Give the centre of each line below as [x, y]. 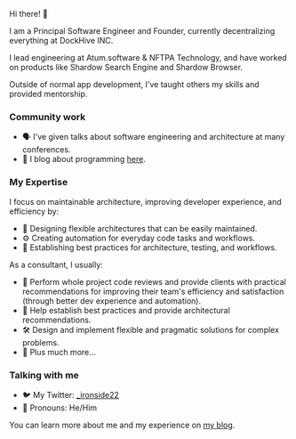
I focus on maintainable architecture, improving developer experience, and [145, 201]
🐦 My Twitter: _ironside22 [71, 394]
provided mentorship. [48, 94]
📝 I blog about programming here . [84, 159]
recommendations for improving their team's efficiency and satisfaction [153, 291]
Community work [48, 117]
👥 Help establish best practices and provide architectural [126, 310]
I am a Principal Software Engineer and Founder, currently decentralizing [142, 31]
